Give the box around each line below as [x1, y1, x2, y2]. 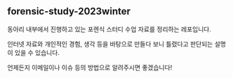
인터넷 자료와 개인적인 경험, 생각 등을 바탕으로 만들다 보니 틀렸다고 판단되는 [7, 40, 213, 48]
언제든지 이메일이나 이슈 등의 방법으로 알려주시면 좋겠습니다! [7, 63, 173, 72]
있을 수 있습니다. [14, 48, 60, 56]
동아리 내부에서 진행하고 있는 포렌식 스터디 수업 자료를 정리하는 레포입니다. [7, 24, 212, 33]
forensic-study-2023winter [7, 6, 131, 17]
